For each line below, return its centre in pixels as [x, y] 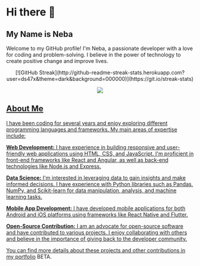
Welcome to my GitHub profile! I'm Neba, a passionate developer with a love [100, 48]
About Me [25, 109]
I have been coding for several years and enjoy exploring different [87, 123]
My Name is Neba [40, 34]
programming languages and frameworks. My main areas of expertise [92, 129]
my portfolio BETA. [29, 256]
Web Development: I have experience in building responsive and [86, 147]
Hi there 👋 [31, 12]
